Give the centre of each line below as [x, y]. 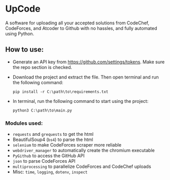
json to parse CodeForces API [44, 161]
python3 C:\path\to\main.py [42, 110]
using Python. [20, 33]
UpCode [23, 9]
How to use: [25, 49]
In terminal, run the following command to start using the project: [80, 101]
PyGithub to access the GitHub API [48, 156]
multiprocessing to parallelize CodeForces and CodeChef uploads [82, 167]
